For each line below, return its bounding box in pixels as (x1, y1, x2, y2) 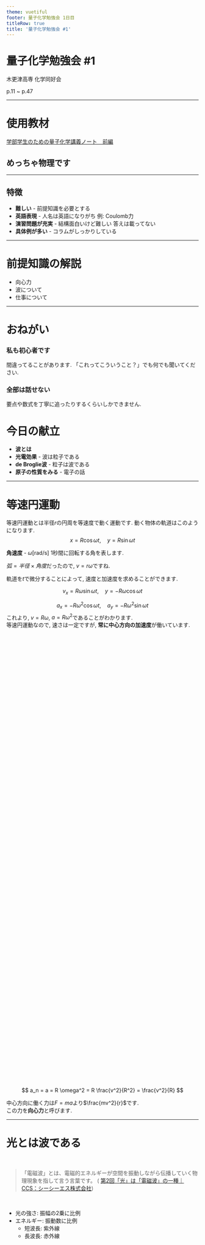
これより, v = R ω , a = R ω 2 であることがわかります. (6, 613, 133, 621)
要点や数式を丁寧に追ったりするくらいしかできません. (6, 400, 142, 408)
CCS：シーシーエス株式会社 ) (21, 1185, 94, 1192)
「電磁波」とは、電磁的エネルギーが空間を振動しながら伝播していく (21, 1169, 193, 1177)
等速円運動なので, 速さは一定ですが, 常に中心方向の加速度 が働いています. (6, 621, 190, 629)
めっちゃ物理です (6, 157, 71, 168)
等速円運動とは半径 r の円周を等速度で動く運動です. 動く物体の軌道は (6, 519, 178, 527)
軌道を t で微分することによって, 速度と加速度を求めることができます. (6, 575, 178, 583)
